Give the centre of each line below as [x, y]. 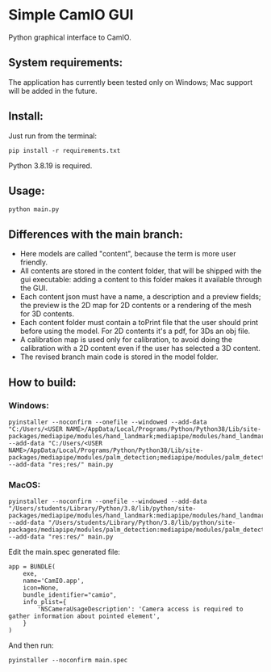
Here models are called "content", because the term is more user [128, 254]
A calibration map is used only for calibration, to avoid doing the [126, 340]
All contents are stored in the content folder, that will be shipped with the [141, 271]
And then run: [31, 645]
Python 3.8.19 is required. [50, 165]
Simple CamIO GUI [71, 15]
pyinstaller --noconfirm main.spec [68, 661]
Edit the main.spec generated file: [65, 552]
